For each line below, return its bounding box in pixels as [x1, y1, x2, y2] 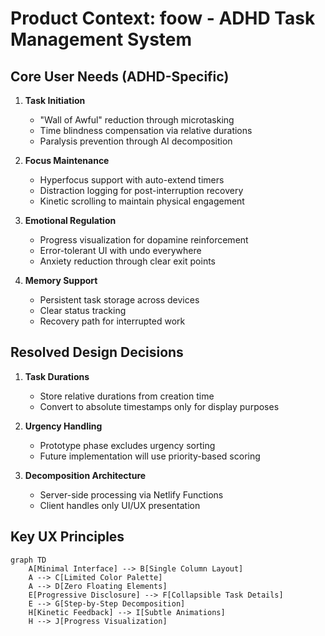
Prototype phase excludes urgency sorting [39, 439, 216, 451]
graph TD [10, 555, 47, 565]
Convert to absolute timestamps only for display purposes [39, 400, 280, 412]
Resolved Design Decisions [10, 344, 184, 361]
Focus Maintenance [24, 155, 110, 166]
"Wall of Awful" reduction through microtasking [39, 114, 235, 126]
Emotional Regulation [24, 215, 117, 226]
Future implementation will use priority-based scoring [39, 450, 261, 462]
